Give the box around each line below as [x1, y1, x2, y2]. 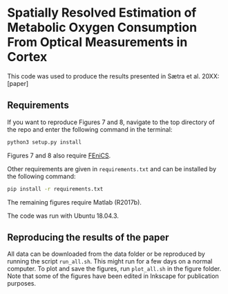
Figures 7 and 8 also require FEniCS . [7, 151, 111, 159]
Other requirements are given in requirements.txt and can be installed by [7, 164, 216, 173]
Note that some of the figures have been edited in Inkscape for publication [7, 272, 219, 280]
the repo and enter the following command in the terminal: [7, 125, 173, 133]
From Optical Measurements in [7, 35, 188, 50]
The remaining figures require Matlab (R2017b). [7, 198, 142, 206]
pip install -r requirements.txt [7, 185, 104, 192]
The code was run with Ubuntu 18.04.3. [7, 211, 120, 220]
